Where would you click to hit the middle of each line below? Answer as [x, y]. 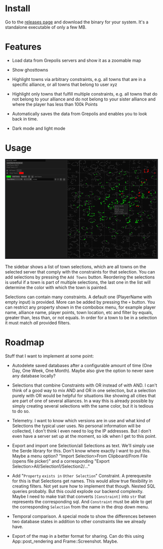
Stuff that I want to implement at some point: [49, 356]
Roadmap [25, 343]
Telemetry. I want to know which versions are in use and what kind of [81, 421]
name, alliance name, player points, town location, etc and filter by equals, [79, 313]
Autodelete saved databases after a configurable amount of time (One [82, 366]
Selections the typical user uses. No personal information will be [76, 426]
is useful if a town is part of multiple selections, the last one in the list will [78, 282]
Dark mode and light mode [39, 128]
